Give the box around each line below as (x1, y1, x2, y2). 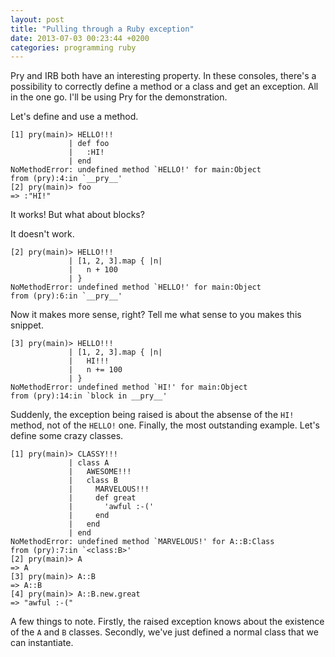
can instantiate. (10, 637, 74, 649)
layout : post (10, 14, 65, 25)
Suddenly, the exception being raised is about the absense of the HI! (10, 409, 295, 421)
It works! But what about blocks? (10, 209, 145, 221)
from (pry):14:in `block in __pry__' (10, 391, 168, 401)
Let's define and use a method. (10, 111, 139, 123)
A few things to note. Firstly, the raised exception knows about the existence (10, 616, 325, 628)
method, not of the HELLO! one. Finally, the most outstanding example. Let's (10, 419, 320, 431)
